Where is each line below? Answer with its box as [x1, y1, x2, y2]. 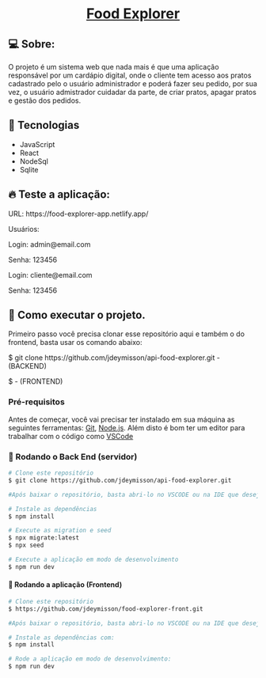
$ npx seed [8, 541, 44, 550]
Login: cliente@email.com [8, 270, 93, 279]
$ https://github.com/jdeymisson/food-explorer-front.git [8, 604, 203, 613]
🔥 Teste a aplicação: [8, 187, 111, 202]
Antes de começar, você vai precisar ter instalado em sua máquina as [8, 415, 235, 424]
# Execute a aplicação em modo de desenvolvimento [8, 555, 179, 564]
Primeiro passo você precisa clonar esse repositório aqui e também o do [8, 329, 245, 339]
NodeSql [19, 156, 49, 166]
